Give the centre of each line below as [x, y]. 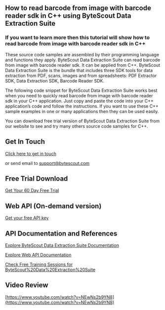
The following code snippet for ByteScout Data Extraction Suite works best [81, 90]
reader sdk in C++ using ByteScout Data [68, 16]
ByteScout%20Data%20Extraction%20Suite [50, 270]
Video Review [27, 285]
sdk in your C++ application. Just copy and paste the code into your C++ [80, 101]
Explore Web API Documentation [38, 255]
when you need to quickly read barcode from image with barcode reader [79, 95]
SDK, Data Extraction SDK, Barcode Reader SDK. [55, 80]
